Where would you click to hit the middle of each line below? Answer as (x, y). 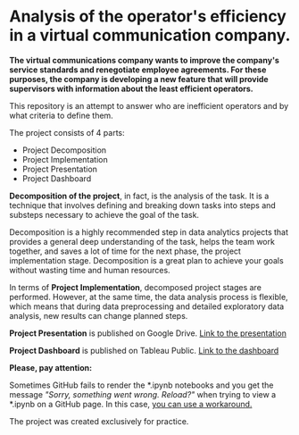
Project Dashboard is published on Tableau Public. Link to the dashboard (144, 350)
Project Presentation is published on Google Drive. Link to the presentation (148, 333)
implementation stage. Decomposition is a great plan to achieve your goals (146, 260)
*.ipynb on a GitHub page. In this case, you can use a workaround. (131, 404)
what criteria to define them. (61, 115)
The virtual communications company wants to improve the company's (144, 60)
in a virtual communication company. (150, 35)
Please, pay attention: (50, 367)
